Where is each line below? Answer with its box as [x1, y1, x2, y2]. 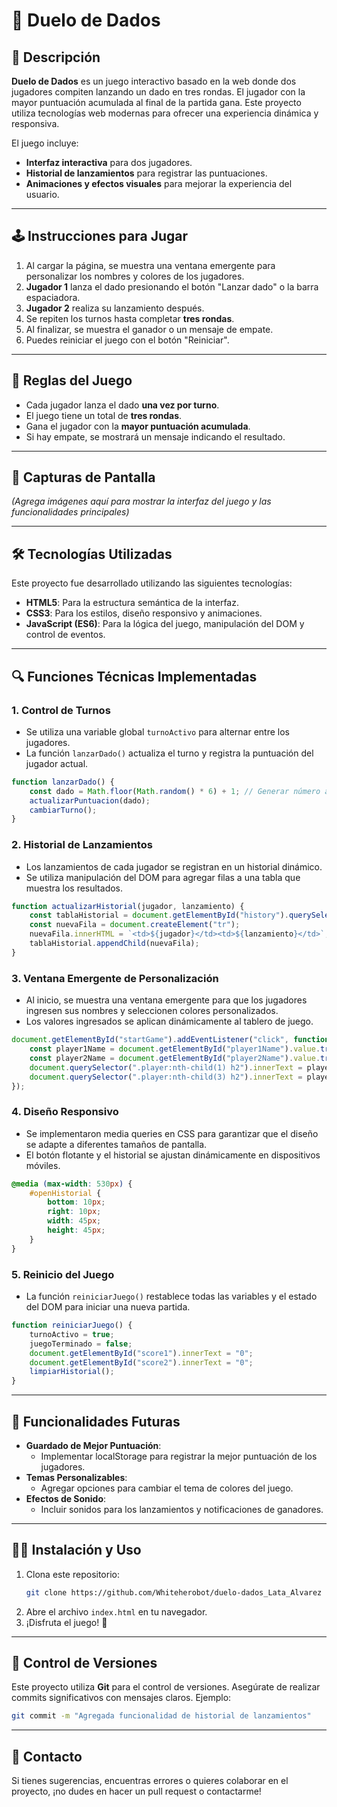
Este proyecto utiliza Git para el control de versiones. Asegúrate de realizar [11, 1681, 321, 1693]
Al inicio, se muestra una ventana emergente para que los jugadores [25, 994, 308, 1006]
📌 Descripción [11, 49, 101, 66]
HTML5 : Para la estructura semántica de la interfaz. [25, 597, 239, 609]
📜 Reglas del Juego [11, 372, 133, 389]
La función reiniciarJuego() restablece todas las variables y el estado [25, 1290, 318, 1302]
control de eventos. [25, 629, 106, 641]
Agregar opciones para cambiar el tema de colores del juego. [40, 1482, 294, 1494]
